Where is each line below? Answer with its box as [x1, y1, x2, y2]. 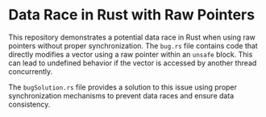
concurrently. [8, 66, 53, 76]
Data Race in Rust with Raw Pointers [8, 6, 256, 24]
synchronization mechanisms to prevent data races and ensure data [8, 90, 235, 100]
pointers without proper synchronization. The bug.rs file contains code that [8, 40, 258, 50]
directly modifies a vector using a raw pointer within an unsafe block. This [8, 49, 253, 59]
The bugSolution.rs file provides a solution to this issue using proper [8, 82, 238, 92]
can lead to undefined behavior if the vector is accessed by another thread [8, 58, 257, 68]
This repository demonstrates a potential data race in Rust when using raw [8, 32, 256, 42]
